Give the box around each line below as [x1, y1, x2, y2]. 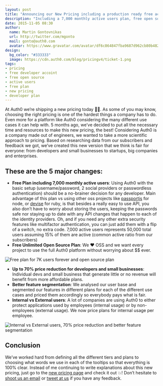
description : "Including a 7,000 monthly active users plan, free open [5, 16, 153, 21]
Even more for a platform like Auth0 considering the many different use [5, 117, 147, 123]
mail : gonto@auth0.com [9, 39, 55, 44]
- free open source [5, 75, 45, 80]
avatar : [9, 43, 25, 48]
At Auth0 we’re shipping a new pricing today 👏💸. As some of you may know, [5, 107, 157, 112]
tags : [5, 61, 16, 66]
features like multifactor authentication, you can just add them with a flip [12, 221, 157, 227]
